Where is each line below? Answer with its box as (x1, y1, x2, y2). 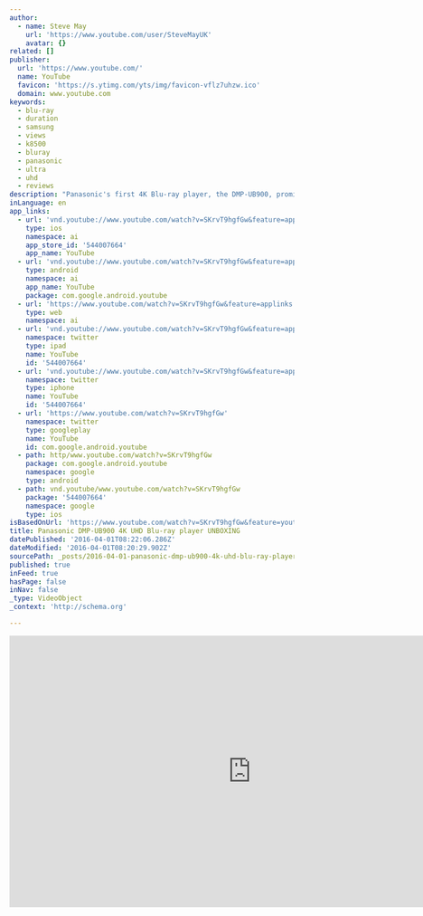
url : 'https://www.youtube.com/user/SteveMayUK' (25, 30, 212, 39)
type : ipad (25, 341, 67, 350)
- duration (17, 114, 59, 123)
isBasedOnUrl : (9, 518, 63, 528)
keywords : (9, 97, 47, 107)
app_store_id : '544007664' (25, 241, 127, 250)
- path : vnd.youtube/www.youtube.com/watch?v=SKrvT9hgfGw (17, 484, 241, 493)
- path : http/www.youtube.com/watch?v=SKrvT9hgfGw (17, 451, 212, 460)
